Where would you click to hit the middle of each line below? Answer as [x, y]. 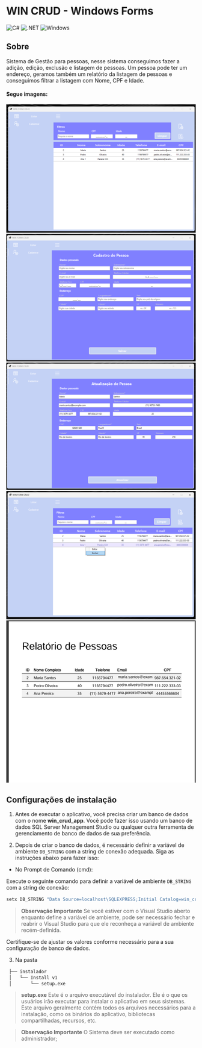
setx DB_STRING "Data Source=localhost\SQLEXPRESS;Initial [82, 900]
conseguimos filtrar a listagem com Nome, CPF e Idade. [75, 80]
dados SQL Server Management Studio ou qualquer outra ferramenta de [104, 827]
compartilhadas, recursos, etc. [59, 1021]
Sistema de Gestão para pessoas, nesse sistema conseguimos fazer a [93, 61]
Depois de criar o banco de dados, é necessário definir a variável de [99, 845]
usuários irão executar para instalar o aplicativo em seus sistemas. [103, 1002]
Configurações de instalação [62, 800]
